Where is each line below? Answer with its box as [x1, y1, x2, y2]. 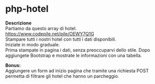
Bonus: [5, 62, 21, 68]
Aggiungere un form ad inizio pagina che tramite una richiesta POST [5, 67, 149, 74]
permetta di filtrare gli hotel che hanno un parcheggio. [5, 73, 119, 79]
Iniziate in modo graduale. [5, 41, 60, 47]
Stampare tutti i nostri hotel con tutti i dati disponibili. [5, 36, 117, 42]
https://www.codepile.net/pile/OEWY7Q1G [5, 31, 95, 37]
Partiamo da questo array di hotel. [5, 25, 77, 31]
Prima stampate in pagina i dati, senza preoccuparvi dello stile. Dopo [5, 47, 150, 53]
